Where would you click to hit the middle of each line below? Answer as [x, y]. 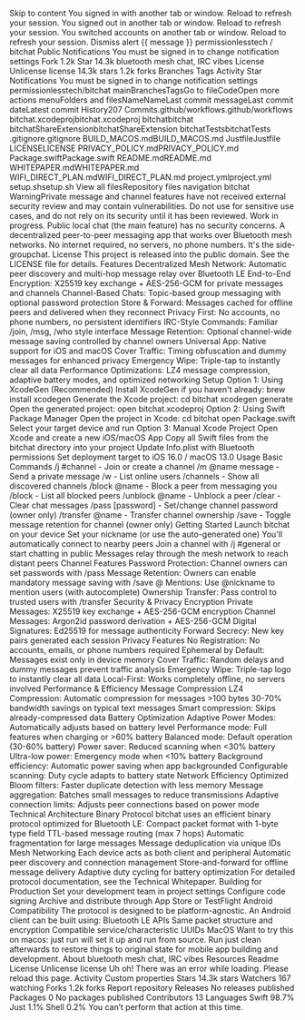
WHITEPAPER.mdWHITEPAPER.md [74, 168]
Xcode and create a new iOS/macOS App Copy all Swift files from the [139, 438]
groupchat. [30, 254]
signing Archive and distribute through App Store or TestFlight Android [141, 901]
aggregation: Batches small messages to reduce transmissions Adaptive [144, 795]
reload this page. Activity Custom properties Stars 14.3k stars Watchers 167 [151, 978]
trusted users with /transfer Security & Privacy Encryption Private [132, 602]
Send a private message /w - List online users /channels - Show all [134, 476]
